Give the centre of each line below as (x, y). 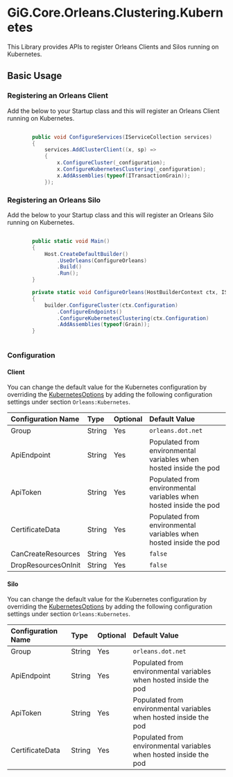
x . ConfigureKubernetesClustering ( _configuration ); (131, 169)
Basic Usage (35, 76)
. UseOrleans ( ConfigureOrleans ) (102, 261)
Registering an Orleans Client (58, 96)
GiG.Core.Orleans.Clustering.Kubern (115, 13)
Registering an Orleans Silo (54, 200)
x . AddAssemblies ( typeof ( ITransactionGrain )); (123, 176)
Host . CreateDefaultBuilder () (86, 254)
